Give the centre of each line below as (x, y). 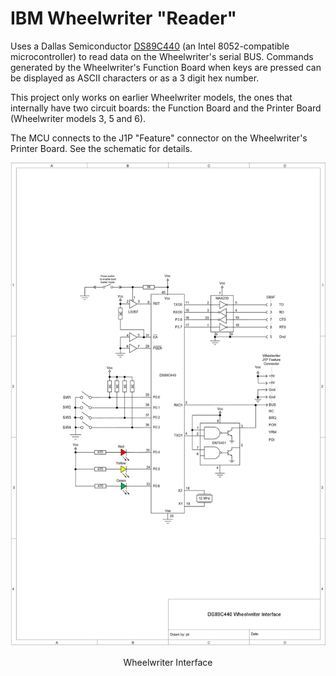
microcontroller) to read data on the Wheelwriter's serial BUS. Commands (162, 56)
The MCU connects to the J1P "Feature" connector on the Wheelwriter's (159, 138)
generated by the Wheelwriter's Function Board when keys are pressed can (166, 67)
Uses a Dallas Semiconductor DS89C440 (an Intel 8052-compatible (150, 46)
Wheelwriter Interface (168, 663)
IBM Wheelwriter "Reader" (124, 18)
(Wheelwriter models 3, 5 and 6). (78, 118)
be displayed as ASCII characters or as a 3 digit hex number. (135, 78)
